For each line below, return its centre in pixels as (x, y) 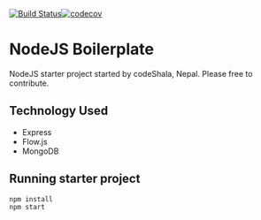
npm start (27, 207)
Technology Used (59, 111)
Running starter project (75, 179)
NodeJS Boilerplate (82, 49)
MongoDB (40, 151)
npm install (31, 199)
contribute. (29, 83)
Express (37, 132)
